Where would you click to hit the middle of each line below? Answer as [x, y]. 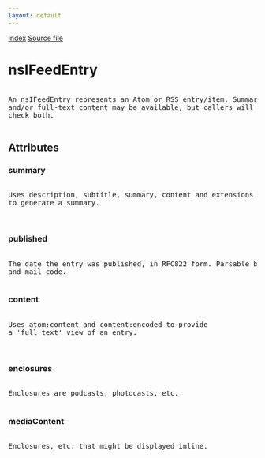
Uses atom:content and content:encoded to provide [108, 324]
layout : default [35, 15]
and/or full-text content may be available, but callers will [131, 107]
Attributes [34, 147]
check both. [31, 115]
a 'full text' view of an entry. [73, 332]
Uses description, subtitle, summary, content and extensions [131, 195]
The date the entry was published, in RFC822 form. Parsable [129, 264]
